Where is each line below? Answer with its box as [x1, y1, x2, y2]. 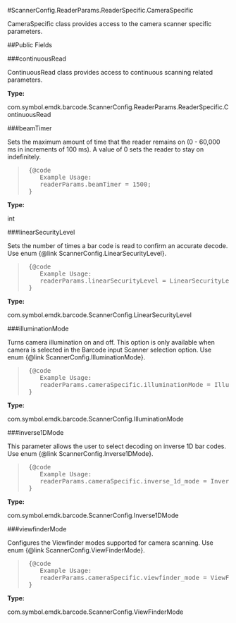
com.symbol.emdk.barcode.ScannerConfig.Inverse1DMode [7, 511, 179, 519]
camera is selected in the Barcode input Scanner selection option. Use [7, 345, 212, 354]
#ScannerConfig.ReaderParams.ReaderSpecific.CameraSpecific [7, 6, 194, 14]
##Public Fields [7, 41, 53, 49]
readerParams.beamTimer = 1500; [39, 180, 151, 188]
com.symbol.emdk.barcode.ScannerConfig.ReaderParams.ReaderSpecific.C [7, 103, 229, 111]
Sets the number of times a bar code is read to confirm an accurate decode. [7, 242, 228, 249]
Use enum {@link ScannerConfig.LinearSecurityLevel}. [7, 249, 167, 257]
